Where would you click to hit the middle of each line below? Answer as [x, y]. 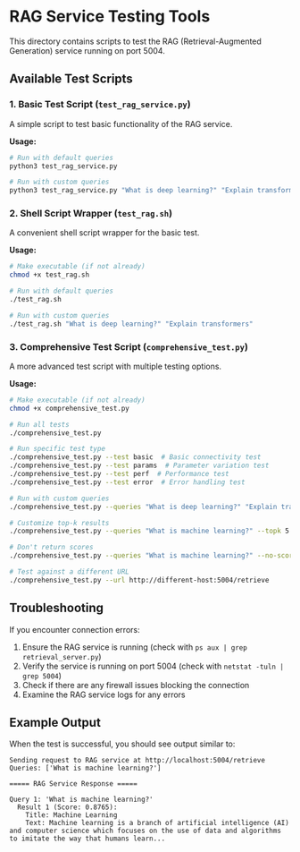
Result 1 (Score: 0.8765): [67, 807]
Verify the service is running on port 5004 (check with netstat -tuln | [153, 666]
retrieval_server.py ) [62, 656]
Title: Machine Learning [71, 815]
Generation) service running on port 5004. [87, 50]
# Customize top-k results [59, 523]
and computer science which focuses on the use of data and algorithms [145, 831]
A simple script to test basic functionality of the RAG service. [121, 124]
